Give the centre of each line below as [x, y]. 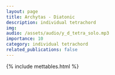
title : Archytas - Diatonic [41, 17]
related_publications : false [42, 50]
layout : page [22, 11]
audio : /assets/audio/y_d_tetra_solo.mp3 [58, 33]
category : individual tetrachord [47, 45]
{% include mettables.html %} [42, 66]
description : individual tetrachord [51, 22]
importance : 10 [25, 39]
